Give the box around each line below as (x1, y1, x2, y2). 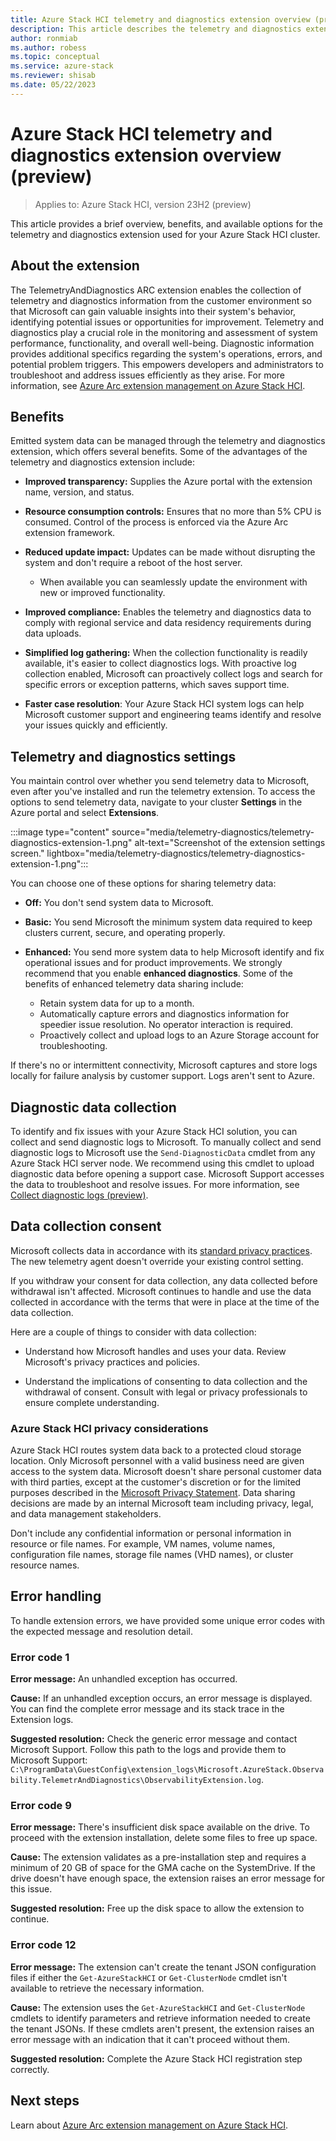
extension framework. (24, 527, 116, 539)
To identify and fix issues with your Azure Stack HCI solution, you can (10, 1125, 298, 1137)
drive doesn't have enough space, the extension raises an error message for (10, 1872, 326, 1885)
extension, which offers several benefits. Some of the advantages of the (10, 446, 308, 458)
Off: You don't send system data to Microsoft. (24, 897, 214, 909)
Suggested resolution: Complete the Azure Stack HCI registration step (10, 2052, 303, 2065)
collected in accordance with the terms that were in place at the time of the (10, 1296, 320, 1308)
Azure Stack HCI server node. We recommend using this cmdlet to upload (10, 1157, 315, 1169)
